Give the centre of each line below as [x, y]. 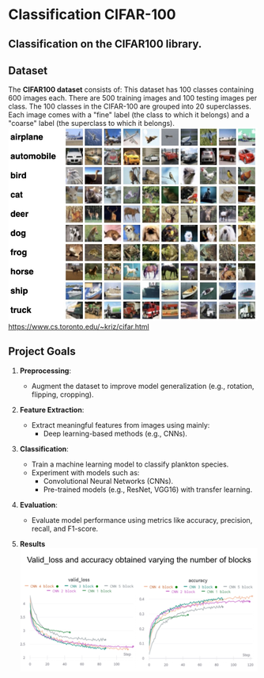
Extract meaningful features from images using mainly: [121, 425]
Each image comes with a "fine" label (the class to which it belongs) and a [129, 115]
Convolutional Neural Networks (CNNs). [108, 481]
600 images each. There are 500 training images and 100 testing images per [133, 98]
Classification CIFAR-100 [92, 15]
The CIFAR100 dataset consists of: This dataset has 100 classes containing [131, 90]
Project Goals [42, 351]
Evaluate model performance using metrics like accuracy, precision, [142, 520]
